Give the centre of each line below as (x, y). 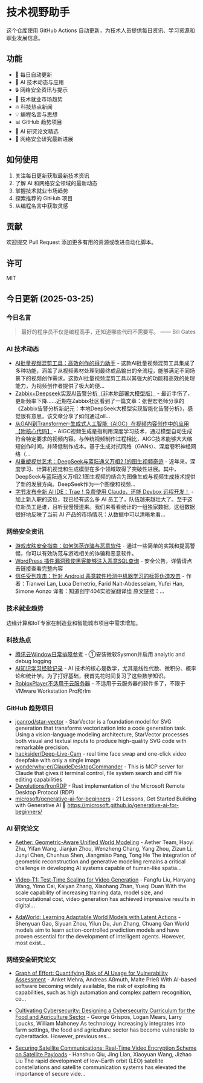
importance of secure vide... (50, 1073)
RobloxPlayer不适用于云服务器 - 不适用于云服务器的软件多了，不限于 (100, 684)
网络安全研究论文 (31, 960)
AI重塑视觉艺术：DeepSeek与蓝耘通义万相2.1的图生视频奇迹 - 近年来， (102, 462)
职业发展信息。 (25, 38)
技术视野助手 (38, 12)
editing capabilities (38, 780)
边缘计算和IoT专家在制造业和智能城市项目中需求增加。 (74, 623)
